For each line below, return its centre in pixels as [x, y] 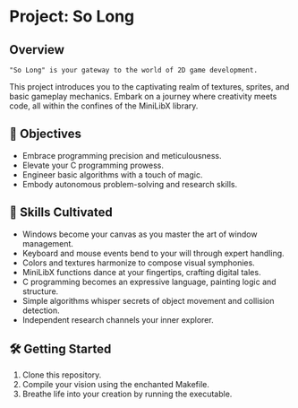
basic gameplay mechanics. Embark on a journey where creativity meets [143, 96]
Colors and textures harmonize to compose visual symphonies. [138, 263]
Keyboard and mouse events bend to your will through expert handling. [153, 253]
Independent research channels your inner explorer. [118, 319]
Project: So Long [72, 17]
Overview [37, 50]
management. [48, 243]
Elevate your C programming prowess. [93, 165]
